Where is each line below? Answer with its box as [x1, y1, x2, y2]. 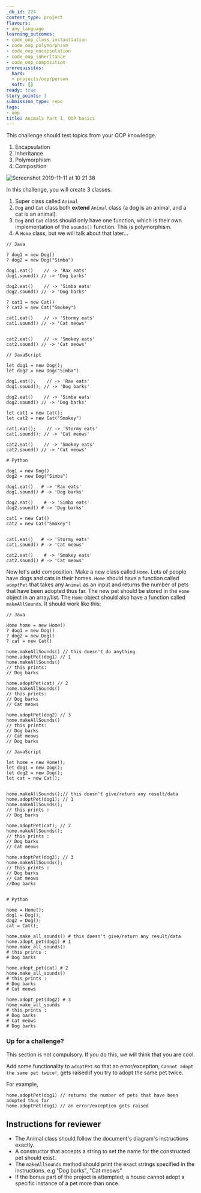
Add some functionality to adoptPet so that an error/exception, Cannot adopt [6, 1062, 194, 1069]
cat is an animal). [14, 210, 58, 218]
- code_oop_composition [6, 59, 66, 65]
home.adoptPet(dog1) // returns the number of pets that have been [6, 1092, 179, 1098]
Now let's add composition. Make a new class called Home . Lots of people [6, 568, 187, 575]
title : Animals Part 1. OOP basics [6, 115, 95, 121]
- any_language [6, 25, 44, 32]
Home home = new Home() [6, 622, 66, 628]
